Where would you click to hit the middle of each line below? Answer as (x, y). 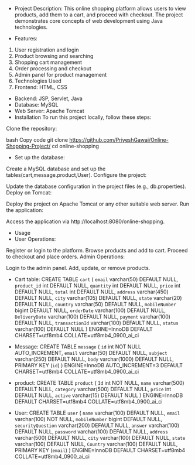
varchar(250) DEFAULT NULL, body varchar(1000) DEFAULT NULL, (94, 359)
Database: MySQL (36, 105)
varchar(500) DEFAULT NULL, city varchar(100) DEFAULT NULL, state (100, 438)
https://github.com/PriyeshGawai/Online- (119, 140)
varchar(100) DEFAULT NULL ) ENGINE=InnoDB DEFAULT (84, 329)
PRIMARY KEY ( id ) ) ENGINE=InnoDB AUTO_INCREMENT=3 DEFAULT (99, 365)
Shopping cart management (48, 62)
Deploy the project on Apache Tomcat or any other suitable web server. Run (97, 204)
